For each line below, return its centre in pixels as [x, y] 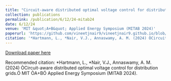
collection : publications [33, 15]
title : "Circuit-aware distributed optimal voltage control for [75, 10]
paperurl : [16, 33]
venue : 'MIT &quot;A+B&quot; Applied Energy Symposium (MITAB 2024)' [81, 29]
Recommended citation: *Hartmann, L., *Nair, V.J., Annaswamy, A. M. [78, 62]
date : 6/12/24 [20, 24]
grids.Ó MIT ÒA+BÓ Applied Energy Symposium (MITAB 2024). [72, 73]
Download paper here [28, 52]
